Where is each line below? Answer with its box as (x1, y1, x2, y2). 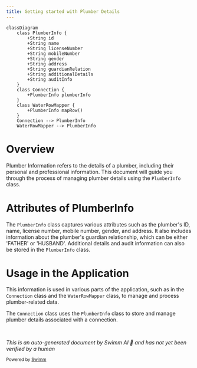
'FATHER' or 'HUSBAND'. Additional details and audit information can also (6, 239, 185, 247)
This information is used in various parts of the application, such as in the (6, 286, 185, 293)
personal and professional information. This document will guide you (6, 168, 173, 175)
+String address (27, 61, 67, 67)
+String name (27, 40, 60, 46)
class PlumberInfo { (17, 30, 67, 36)
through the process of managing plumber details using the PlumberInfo (6, 175, 181, 182)
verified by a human (6, 346, 55, 353)
